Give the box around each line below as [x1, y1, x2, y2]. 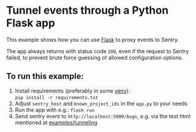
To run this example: [6, 71, 84, 81]
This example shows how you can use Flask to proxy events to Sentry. [6, 36, 179, 43]
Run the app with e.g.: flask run [14, 106, 95, 113]
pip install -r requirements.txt [14, 94, 99, 100]
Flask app [6, 16, 56, 30]
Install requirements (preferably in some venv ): [14, 87, 130, 94]
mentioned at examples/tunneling [14, 119, 97, 126]
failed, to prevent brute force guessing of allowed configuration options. [6, 54, 183, 61]
